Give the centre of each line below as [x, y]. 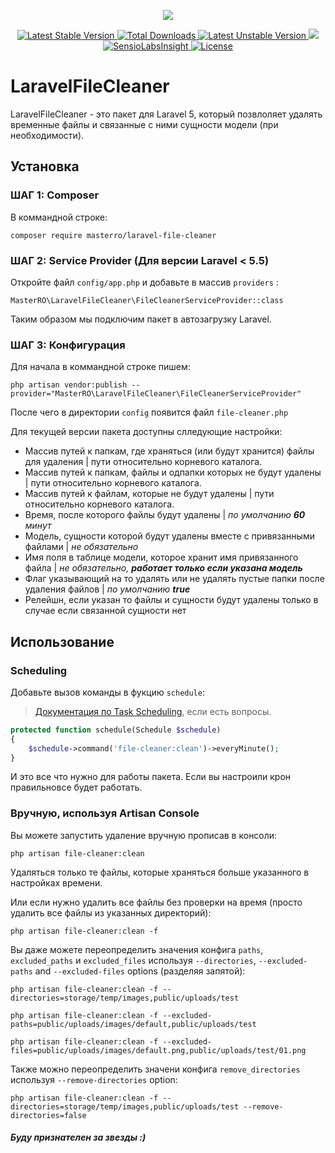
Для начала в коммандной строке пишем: [100, 367]
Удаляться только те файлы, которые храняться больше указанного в [160, 872]
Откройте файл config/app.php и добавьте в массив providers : [144, 282]
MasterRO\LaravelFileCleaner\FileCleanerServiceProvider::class [147, 300]
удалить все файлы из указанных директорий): [111, 912]
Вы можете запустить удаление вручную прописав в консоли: [144, 835]
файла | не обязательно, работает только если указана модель [163, 568]
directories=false [48, 1115]
